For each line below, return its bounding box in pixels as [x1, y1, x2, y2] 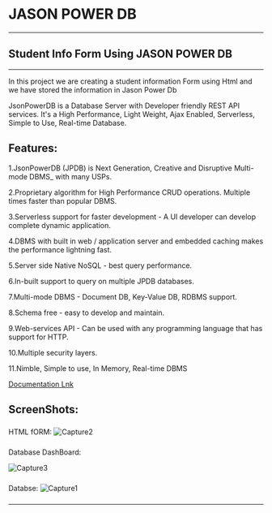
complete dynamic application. [8, 220, 112, 230]
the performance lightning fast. [8, 244, 112, 254]
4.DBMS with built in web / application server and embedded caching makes [8, 236, 264, 246]
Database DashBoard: [8, 447, 82, 457]
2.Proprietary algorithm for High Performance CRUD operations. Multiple [8, 188, 251, 197]
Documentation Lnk [8, 379, 74, 389]
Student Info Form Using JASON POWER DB [8, 47, 233, 61]
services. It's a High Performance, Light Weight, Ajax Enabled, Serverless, [8, 109, 255, 119]
